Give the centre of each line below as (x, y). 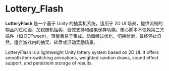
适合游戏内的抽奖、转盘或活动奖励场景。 (56, 42)
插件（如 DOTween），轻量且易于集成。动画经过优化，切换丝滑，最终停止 (81, 36)
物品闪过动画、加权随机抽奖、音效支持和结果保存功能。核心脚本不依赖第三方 (85, 29)
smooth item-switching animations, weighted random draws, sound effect (82, 57)
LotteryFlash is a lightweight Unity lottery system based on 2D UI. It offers (82, 52)
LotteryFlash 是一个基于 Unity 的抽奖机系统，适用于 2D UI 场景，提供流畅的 (84, 23)
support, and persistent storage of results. (49, 63)
